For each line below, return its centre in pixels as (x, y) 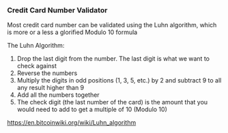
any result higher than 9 (51, 88)
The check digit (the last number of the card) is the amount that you (112, 102)
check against (37, 66)
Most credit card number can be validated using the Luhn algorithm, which (112, 25)
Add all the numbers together (58, 95)
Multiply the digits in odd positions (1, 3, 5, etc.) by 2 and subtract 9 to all (119, 80)
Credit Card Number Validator (57, 10)
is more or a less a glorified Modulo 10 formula (72, 32)
